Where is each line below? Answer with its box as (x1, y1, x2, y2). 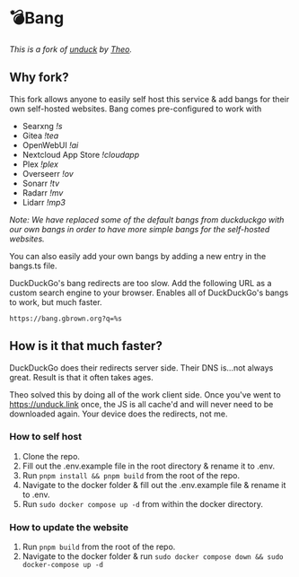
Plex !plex (22, 159, 58, 170)
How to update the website (9, 520, 129, 533)
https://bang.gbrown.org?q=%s (9, 314, 123, 323)
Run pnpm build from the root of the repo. (22, 541, 176, 553)
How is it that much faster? (9, 338, 163, 354)
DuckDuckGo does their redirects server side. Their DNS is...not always (9, 362, 274, 373)
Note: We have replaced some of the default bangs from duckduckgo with (9, 214, 285, 225)
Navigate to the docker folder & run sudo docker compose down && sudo (22, 551, 284, 562)
